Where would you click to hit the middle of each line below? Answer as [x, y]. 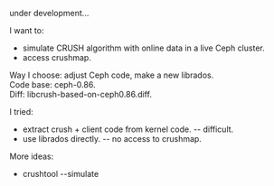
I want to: [27, 30]
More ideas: [32, 156]
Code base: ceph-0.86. [52, 84]
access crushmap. [57, 57]
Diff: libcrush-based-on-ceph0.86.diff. [80, 94]
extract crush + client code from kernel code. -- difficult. [128, 129]
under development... [49, 13]
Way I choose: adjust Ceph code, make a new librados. [112, 75]
